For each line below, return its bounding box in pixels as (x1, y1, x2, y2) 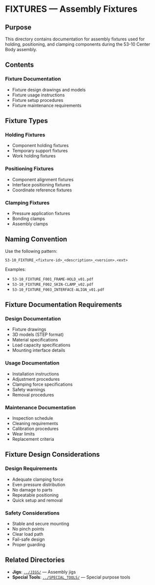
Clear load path (12, 531, 44, 537)
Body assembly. (5, 47, 38, 52)
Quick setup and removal (12, 497, 63, 503)
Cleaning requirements (12, 421, 59, 427)
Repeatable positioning (12, 492, 59, 498)
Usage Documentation (5, 360, 60, 367)
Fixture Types (5, 117, 48, 125)
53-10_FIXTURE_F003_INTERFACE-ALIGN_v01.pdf (12, 287, 105, 292)
